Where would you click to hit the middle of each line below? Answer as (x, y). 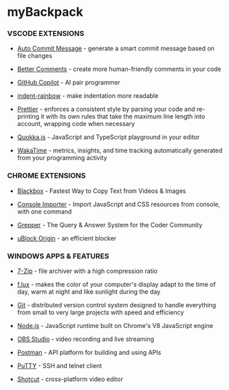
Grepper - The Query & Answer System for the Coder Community (110, 225)
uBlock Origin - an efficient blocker (67, 238)
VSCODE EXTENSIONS (46, 34)
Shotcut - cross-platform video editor (70, 379)
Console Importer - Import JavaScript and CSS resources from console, (119, 204)
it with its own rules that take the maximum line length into (123, 116)
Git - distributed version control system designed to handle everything (117, 305)
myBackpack (45, 12)
